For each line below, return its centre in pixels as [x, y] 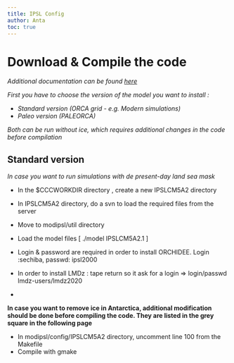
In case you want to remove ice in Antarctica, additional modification [110, 308]
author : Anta [26, 20]
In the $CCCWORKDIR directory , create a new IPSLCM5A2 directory [117, 190]
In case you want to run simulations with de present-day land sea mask [111, 176]
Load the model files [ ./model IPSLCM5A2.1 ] [83, 239]
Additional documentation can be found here [72, 81]
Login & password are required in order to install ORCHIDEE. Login [113, 252]
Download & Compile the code [97, 62]
